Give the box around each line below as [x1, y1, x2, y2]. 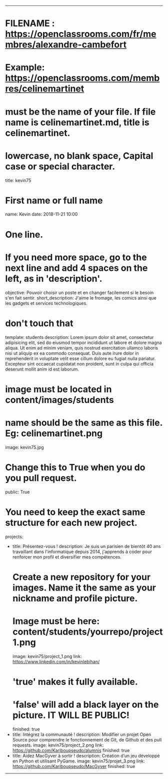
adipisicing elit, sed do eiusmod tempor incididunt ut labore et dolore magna [5, 339, 162, 345]
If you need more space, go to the [5, 251, 147, 263]
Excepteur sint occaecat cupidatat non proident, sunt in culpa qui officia [5, 360, 153, 366]
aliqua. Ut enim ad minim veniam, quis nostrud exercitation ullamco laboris [5, 344, 158, 350]
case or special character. [5, 160, 115, 172]
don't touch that [5, 317, 73, 329]
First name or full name [5, 194, 103, 206]
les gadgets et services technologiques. [5, 300, 87, 306]
